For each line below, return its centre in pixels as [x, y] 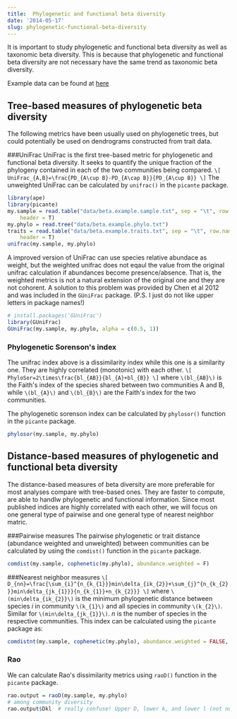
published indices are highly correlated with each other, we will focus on [113, 507]
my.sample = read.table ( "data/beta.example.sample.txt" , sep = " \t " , [112, 211]
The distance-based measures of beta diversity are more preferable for [111, 484]
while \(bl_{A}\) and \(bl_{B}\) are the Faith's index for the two [102, 393]
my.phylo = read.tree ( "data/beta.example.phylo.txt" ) [88, 224]
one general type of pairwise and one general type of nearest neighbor [110, 514]
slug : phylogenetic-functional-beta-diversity [77, 27]
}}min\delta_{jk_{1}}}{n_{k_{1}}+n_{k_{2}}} [74, 592]
